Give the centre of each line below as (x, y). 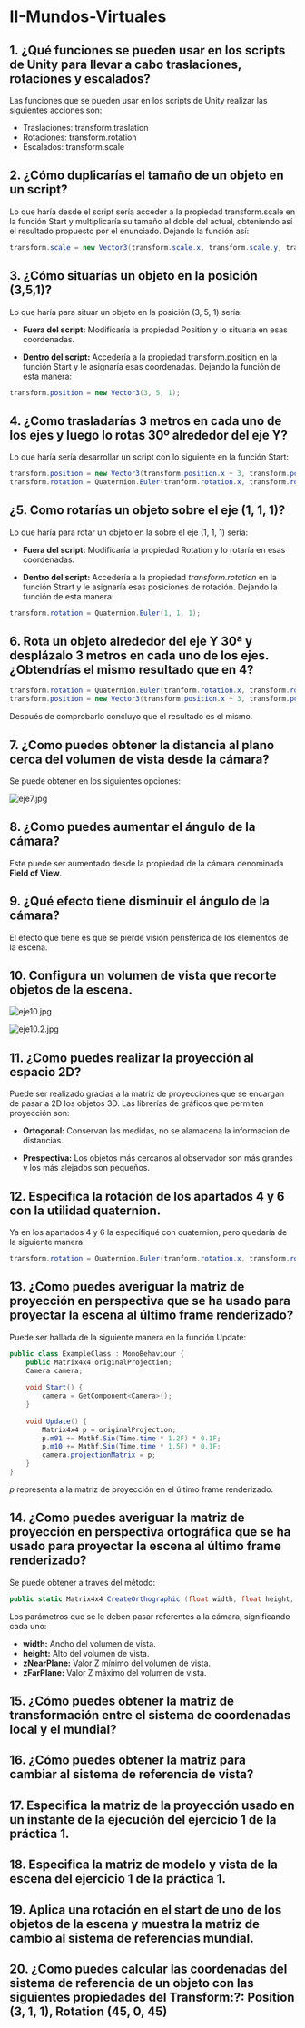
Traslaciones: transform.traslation (85, 128)
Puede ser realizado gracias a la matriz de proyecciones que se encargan (147, 1094)
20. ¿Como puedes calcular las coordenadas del (148, 1969)
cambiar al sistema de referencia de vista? (132, 1774)
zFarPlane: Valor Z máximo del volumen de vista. (114, 1672)
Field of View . (36, 873)
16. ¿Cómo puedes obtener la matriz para (128, 1761)
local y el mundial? (63, 1729)
